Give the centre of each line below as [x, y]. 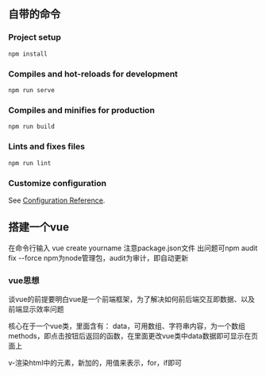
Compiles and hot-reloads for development [93, 74]
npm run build [32, 127]
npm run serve [32, 90]
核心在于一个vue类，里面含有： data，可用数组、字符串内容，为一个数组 [127, 326]
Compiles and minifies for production [81, 110]
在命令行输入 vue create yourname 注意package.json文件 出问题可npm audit [133, 248]
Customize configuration [58, 183]
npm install [28, 54]
